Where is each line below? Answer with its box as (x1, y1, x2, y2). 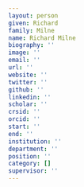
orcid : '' (8, 115, 41, 123)
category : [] (8, 160, 52, 168)
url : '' (8, 64, 34, 72)
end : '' (8, 130, 34, 138)
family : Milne (8, 26, 55, 34)
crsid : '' (8, 108, 41, 116)
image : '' (8, 49, 41, 56)
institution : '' (8, 137, 62, 146)
